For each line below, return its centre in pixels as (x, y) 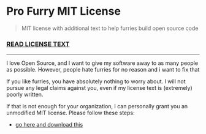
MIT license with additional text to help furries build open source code (110, 28)
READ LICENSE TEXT (38, 44)
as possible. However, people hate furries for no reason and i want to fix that (103, 70)
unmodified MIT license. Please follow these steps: (71, 113)
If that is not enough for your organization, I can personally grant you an (97, 106)
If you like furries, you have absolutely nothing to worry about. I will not (96, 81)
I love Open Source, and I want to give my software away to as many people (102, 63)
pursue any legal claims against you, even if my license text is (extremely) (100, 88)
